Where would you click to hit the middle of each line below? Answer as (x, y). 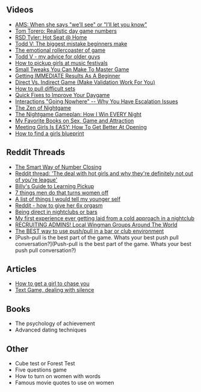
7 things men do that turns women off (62, 192)
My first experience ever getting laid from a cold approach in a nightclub (104, 218)
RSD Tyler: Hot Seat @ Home (51, 37)
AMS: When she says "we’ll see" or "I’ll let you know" (81, 24)
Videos (20, 10)
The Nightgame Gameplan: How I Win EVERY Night (78, 114)
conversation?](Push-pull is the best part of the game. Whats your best (103, 244)
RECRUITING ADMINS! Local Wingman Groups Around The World (96, 224)
